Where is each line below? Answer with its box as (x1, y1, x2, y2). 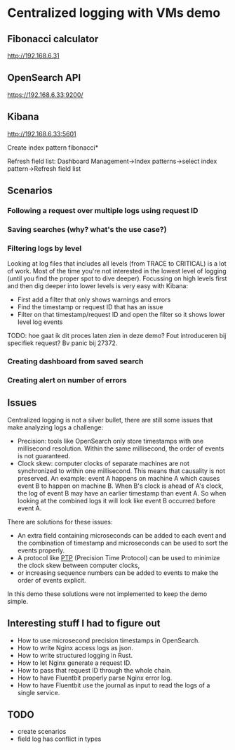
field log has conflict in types (17, 735, 102, 743)
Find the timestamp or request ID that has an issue (17, 303, 163, 311)
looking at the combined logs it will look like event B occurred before (17, 496, 216, 505)
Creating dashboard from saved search (7, 356, 144, 366)
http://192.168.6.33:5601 (7, 129, 76, 138)
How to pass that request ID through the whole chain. (17, 666, 172, 674)
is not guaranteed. (17, 451, 71, 460)
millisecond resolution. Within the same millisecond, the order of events (17, 444, 224, 453)
